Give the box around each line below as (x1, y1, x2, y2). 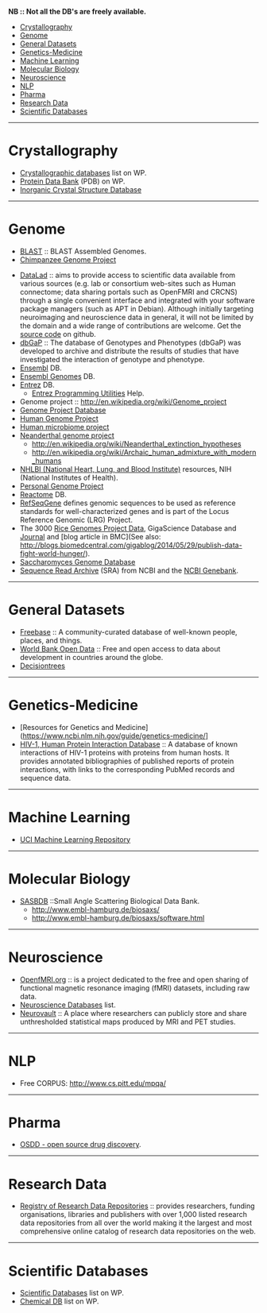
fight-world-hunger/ (19, 548, 86, 558)
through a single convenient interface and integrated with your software (19, 295, 256, 305)
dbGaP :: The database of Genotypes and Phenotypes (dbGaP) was (19, 338, 242, 347)
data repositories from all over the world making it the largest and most (19, 1218, 253, 1228)
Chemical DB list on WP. (19, 1296, 99, 1306)
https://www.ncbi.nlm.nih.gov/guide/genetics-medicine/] (22, 731, 209, 740)
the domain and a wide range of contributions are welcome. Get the (19, 321, 242, 330)
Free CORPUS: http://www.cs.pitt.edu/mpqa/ (19, 1078, 167, 1087)
